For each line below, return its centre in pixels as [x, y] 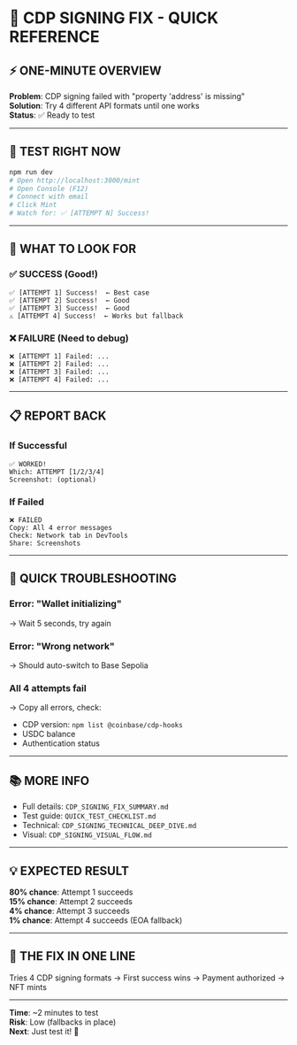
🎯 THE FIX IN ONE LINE [72, 956]
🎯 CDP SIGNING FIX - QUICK [114, 18]
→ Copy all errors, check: [55, 708]
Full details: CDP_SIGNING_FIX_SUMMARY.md [95, 807]
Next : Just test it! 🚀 [44, 1031]
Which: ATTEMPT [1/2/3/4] [57, 472]
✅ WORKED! [28, 464]
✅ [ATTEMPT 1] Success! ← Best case [80, 292]
